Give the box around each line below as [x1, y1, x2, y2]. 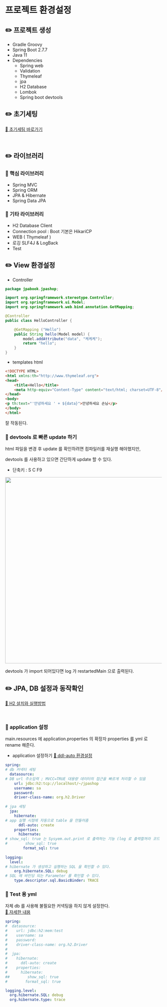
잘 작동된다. [5, 420, 28, 426]
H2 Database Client [12, 222, 53, 229]
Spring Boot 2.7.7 [12, 47, 48, 53]
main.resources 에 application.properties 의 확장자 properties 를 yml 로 [5, 736, 148, 742]
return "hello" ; [23, 341, 57, 346]
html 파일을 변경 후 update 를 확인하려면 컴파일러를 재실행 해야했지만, [5, 446, 141, 452]
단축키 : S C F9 [12, 467, 42, 473]
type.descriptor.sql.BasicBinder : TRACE [14, 878, 99, 883]
